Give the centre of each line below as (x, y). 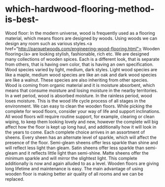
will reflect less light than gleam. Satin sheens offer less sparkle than (75, 148)
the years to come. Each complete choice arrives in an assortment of (75, 132)
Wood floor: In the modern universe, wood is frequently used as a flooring (80, 33)
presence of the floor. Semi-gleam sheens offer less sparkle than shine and (82, 142)
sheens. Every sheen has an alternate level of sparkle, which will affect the (81, 137)
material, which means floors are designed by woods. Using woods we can (81, 38)
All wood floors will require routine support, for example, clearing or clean (80, 116)
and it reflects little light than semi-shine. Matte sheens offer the (84, 153)
